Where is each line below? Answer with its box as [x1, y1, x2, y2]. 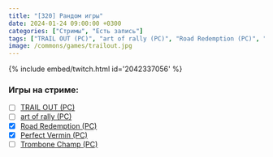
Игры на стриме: [8, 84, 79, 95]
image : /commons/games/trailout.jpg [8, 42, 132, 50]
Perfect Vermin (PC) [19, 130, 88, 140]
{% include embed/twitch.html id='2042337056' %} [8, 64, 183, 74]
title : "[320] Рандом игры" [8, 11, 104, 20]
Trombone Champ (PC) [19, 139, 98, 149]
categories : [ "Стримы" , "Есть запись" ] [8, 27, 144, 35]
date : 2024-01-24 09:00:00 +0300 [8, 19, 122, 28]
